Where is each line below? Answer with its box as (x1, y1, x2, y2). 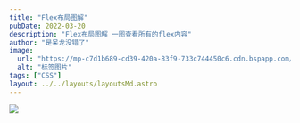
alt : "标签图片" (17, 63, 73, 72)
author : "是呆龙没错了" (9, 37, 89, 47)
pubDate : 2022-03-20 (9, 21, 87, 30)
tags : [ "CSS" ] (9, 71, 62, 80)
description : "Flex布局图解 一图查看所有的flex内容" (9, 29, 192, 38)
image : (9, 46, 34, 55)
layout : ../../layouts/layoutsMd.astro (9, 79, 158, 88)
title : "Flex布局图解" (9, 12, 88, 22)
